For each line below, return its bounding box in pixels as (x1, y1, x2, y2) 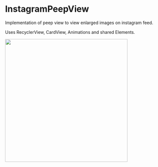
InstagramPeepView (5, 3, 89, 15)
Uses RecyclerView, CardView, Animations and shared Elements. (5, 29, 135, 35)
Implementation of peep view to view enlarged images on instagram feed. (5, 20, 154, 26)
